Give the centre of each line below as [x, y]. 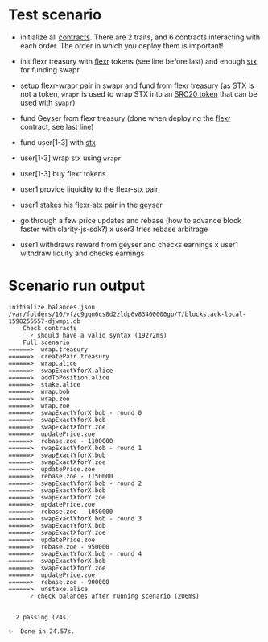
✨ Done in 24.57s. [41, 631]
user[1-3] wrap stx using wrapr [70, 158]
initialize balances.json [52, 307]
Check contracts [50, 328]
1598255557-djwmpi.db [45, 321]
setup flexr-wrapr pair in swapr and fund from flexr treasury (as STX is [137, 85]
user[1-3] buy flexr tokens [63, 173]
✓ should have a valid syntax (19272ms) [98, 335]
